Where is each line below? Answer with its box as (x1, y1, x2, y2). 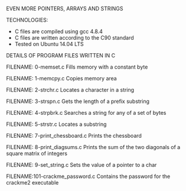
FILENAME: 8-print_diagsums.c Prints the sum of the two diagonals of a (6, 144, 181, 150)
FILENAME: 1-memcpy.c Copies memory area (6, 75, 117, 82)
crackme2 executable (6, 179, 59, 186)
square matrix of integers (6, 150, 68, 157)
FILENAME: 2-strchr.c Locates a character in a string (6, 86, 135, 93)
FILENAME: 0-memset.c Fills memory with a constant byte (6, 63, 148, 70)
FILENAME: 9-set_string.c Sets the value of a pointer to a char (6, 161, 157, 168)
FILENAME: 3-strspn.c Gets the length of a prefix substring (6, 98, 149, 105)
